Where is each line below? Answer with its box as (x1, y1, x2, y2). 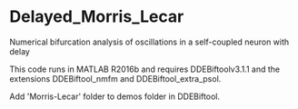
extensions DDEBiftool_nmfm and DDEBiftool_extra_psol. (9, 73, 222, 84)
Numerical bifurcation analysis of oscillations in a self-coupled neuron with (9, 36, 290, 47)
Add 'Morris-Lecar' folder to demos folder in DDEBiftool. (9, 91, 221, 102)
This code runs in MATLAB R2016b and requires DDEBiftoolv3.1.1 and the (9, 64, 280, 74)
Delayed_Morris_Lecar (9, 6, 184, 27)
